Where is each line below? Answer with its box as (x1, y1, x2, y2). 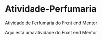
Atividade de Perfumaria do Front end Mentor (5, 20, 98, 26)
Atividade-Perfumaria (5, 3, 97, 15)
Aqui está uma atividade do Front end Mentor (5, 29, 97, 35)
